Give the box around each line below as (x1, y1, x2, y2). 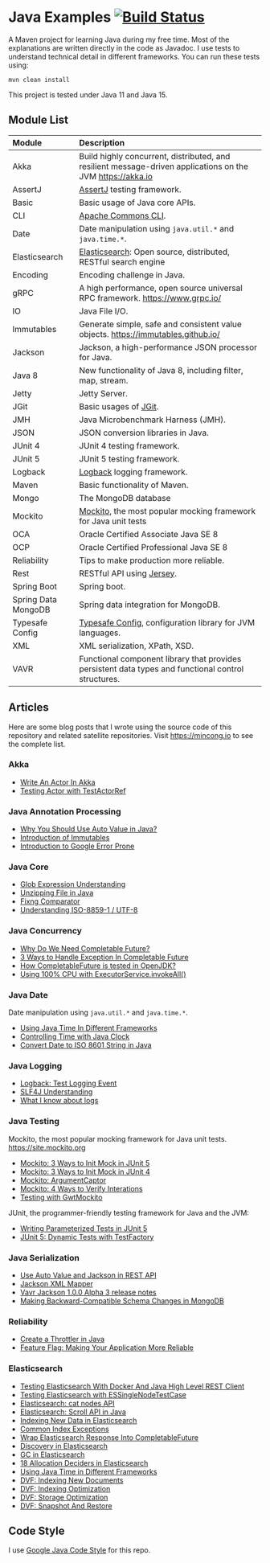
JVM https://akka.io (79, 170, 153, 182)
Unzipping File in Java (19, 888, 94, 898)
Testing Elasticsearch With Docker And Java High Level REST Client (19, 1381, 245, 1391)
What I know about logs (19, 1096, 99, 1106)
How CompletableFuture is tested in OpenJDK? (19, 961, 177, 970)
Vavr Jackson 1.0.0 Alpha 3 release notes (19, 1287, 157, 1297)
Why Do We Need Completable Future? (19, 943, 150, 953)
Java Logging (8, 1060, 63, 1071)
